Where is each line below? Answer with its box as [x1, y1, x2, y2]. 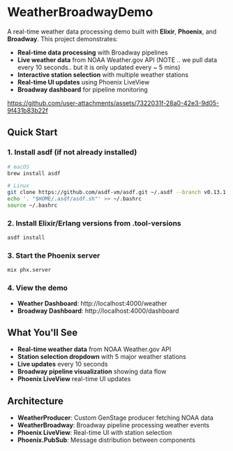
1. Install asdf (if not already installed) [7, 147, 137, 157]
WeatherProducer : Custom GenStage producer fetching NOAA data [17, 413, 214, 422]
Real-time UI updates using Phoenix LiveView [17, 77, 150, 86]
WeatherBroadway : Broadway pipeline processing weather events [17, 421, 210, 429]
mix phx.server [7, 267, 52, 274]
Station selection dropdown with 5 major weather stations [17, 353, 186, 361]
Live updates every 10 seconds [17, 360, 108, 369]
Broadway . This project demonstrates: [7, 34, 119, 43]
